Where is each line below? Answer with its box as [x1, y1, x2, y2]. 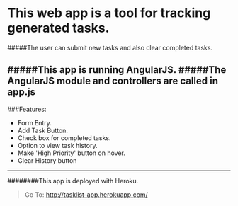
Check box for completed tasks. [17, 133, 111, 142]
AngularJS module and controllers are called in [7, 75, 218, 87]
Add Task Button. [17, 126, 69, 135]
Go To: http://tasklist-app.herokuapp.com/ [24, 190, 149, 199]
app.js [7, 86, 36, 98]
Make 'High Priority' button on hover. [17, 149, 126, 157]
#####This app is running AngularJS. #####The [7, 64, 227, 76]
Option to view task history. [17, 141, 98, 149]
